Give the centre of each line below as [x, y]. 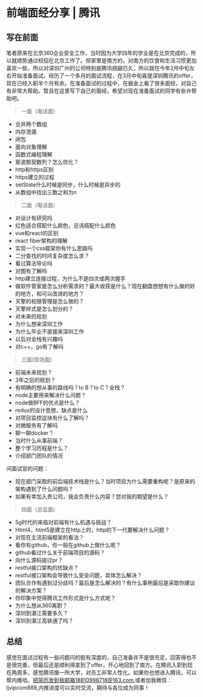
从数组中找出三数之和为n [46, 192]
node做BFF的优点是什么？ [47, 403]
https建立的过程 [35, 177]
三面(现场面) [37, 359]
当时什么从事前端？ [39, 441]
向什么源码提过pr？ [39, 560]
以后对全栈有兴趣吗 [39, 339]
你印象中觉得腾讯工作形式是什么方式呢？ [65, 598]
